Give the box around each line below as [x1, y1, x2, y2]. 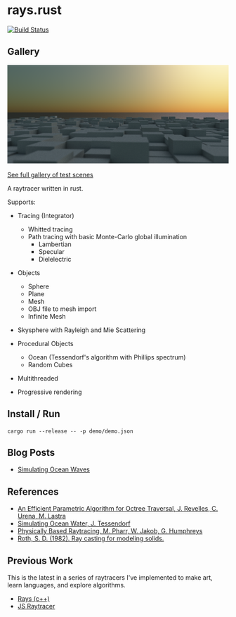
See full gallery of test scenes [7, 170, 93, 179]
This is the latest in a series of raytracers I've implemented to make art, [7, 573, 213, 582]
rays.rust [7, 2, 62, 18]
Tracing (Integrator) [17, 211, 75, 220]
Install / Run [7, 408, 61, 420]
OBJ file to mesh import [27, 305, 97, 313]
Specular [38, 247, 65, 255]
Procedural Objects [17, 339, 74, 348]
